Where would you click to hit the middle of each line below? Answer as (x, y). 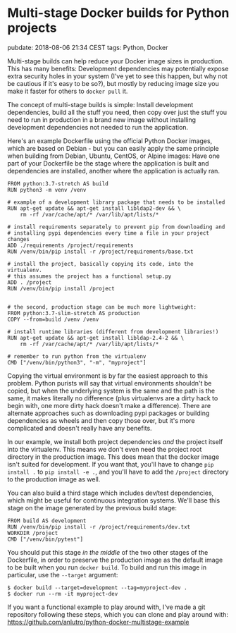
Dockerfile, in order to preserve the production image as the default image (115, 560)
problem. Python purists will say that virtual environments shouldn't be (110, 383)
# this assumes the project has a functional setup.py (89, 276)
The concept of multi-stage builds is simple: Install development (100, 104)
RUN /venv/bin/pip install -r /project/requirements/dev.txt (99, 527)
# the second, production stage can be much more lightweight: (102, 307)
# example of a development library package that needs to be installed (116, 202)
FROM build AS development (47, 521)
